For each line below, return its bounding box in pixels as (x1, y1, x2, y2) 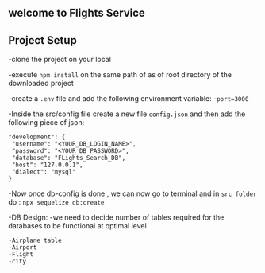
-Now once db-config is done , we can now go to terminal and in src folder (8, 189, 257, 198)
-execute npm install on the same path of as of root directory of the (8, 70, 232, 80)
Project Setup (8, 33, 78, 47)
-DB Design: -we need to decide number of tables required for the (8, 213, 225, 222)
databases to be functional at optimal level (8, 221, 147, 231)
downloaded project (8, 79, 74, 88)
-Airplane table (8, 236, 62, 245)
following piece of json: (8, 118, 85, 127)
